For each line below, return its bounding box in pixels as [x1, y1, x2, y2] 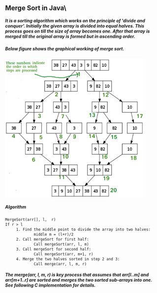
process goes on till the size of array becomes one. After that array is [5, 28, 150, 34]
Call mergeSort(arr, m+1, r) [33, 252, 94, 256]
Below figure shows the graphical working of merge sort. [5, 46, 125, 52]
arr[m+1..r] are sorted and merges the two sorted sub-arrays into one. [5, 277, 153, 283]
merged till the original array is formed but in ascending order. [5, 33, 135, 39]
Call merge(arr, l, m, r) [33, 261, 87, 266]
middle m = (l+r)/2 [33, 232, 74, 237]
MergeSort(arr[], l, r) [5, 217, 56, 222]
